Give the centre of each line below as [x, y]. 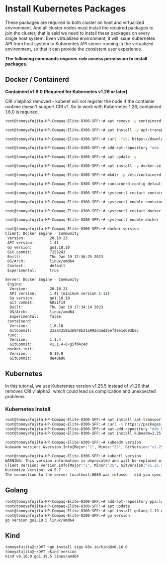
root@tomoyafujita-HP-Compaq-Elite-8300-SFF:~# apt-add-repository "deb [82, 429]
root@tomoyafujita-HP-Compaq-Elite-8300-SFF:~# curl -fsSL [68, 139]
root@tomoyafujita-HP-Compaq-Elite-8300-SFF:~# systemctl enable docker [82, 220]
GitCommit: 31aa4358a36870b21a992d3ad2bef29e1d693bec [74, 330]
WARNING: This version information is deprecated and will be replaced [81, 461]
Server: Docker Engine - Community [42, 280]
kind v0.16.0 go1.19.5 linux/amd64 [42, 557]
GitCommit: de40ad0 [38, 358]
